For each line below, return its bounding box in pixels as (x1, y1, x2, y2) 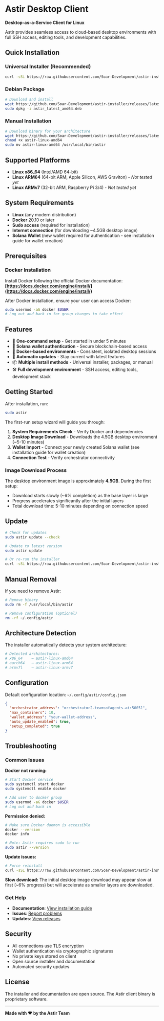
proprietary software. (5, 996, 48, 1002)
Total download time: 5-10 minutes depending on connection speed (12, 503, 148, 509)
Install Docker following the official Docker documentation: (5, 278, 123, 283)
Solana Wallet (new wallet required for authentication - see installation (12, 232, 155, 238)
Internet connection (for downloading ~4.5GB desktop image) (12, 227, 138, 233)
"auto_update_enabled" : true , (9, 719, 71, 724)
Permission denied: (5, 813, 45, 819)
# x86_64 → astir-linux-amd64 (5, 656, 73, 661)
